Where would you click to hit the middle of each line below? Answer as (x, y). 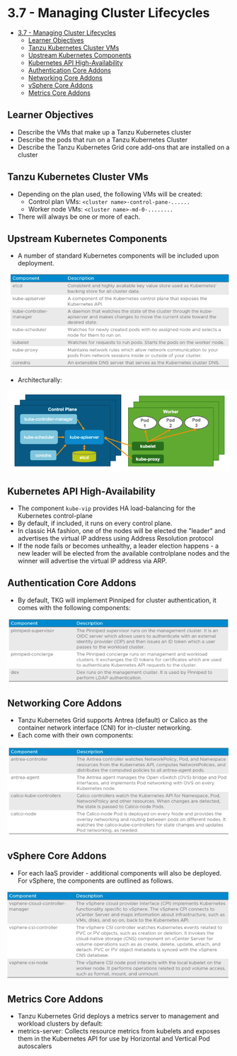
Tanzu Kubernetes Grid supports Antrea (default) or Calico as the (112, 721)
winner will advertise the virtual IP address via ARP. (92, 561)
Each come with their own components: (75, 735)
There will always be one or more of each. (79, 217)
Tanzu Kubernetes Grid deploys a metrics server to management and (118, 1016)
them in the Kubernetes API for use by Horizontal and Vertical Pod (114, 1038)
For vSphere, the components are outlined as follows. (96, 880)
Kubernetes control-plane (55, 516)
